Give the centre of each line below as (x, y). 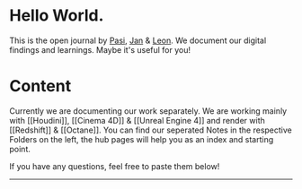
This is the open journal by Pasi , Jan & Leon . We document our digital (138, 40)
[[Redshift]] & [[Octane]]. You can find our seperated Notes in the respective (151, 130)
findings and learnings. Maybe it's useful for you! (100, 49)
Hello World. (57, 16)
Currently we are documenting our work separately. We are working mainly (148, 111)
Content (40, 86)
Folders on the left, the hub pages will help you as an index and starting (142, 139)
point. (20, 149)
